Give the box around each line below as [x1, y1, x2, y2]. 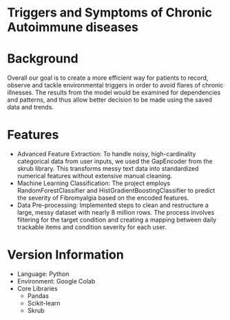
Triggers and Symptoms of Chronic [7, 5, 212, 21]
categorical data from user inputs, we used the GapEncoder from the [17, 157, 213, 166]
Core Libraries [17, 284, 58, 292]
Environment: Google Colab [17, 277, 96, 285]
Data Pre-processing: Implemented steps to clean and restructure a [17, 201, 209, 209]
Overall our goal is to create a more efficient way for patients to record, [7, 74, 209, 82]
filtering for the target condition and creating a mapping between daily [17, 215, 217, 224]
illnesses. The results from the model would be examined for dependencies [7, 88, 221, 97]
